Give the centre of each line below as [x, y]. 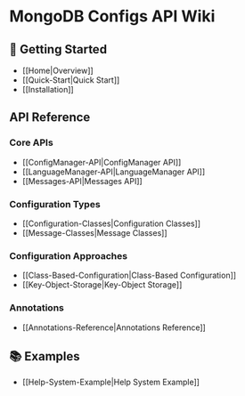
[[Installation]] [48, 89]
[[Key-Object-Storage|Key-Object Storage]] [102, 285]
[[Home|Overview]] [57, 70]
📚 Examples [45, 356]
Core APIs [31, 142]
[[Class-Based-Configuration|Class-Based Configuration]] [129, 275]
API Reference [50, 117]
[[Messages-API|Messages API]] [82, 181]
